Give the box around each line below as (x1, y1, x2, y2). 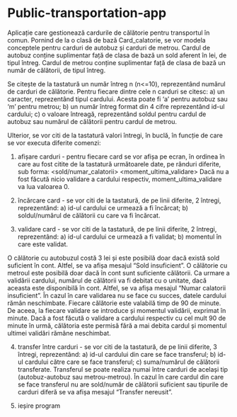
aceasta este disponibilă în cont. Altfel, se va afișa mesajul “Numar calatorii (7, 283, 226, 292)
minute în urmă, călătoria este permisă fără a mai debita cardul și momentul (7, 321, 227, 330)
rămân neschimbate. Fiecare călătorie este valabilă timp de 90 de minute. (7, 299, 221, 307)
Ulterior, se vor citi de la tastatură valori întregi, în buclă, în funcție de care (7, 131, 223, 139)
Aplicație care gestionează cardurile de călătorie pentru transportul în (7, 28, 210, 37)
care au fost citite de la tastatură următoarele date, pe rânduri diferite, (17, 159, 221, 168)
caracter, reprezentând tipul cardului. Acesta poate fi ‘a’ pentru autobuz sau (7, 94, 228, 103)
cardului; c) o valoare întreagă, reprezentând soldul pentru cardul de (7, 110, 207, 118)
